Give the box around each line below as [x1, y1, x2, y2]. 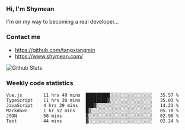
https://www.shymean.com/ [14, 53, 83, 60]
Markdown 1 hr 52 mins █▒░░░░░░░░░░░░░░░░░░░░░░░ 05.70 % [6, 108, 179, 113]
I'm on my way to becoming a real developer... [6, 18, 119, 25]
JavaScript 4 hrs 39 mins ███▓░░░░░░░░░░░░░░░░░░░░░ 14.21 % [6, 102, 179, 108]
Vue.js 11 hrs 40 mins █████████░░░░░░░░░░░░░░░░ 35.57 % [6, 92, 179, 98]
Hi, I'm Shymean [6, 5, 55, 13]
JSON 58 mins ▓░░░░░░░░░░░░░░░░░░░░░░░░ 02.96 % [6, 113, 179, 119]
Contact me [6, 33, 41, 41]
